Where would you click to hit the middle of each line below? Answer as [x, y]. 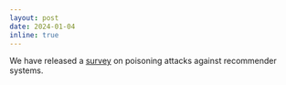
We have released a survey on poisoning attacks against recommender [143, 61]
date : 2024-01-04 [42, 27]
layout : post [34, 18]
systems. [26, 70]
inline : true [34, 35]
